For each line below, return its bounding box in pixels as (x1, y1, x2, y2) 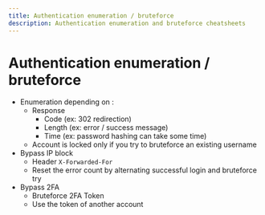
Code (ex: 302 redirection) (43, 114, 132, 124)
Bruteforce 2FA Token (31, 191, 104, 201)
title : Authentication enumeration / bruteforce (8, 11, 174, 20)
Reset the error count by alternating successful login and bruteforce (31, 165, 257, 175)
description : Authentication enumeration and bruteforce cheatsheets (8, 19, 247, 27)
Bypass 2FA (19, 182, 60, 193)
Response (31, 106, 66, 116)
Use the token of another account (31, 200, 144, 209)
